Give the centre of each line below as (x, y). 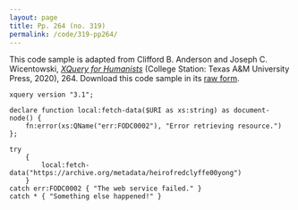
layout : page (34, 17)
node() (21, 118)
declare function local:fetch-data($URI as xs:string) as (119, 111)
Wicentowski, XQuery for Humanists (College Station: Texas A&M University (149, 69)
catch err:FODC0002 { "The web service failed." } (106, 189)
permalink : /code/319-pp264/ (64, 34)
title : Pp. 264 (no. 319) (57, 26)
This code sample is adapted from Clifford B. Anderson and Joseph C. (139, 60)
